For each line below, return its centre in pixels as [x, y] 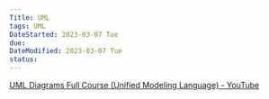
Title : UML [30, 18]
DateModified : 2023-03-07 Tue [66, 51]
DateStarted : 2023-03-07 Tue [64, 34]
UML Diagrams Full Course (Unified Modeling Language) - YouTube [134, 85]
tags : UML [28, 26]
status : [24, 59]
